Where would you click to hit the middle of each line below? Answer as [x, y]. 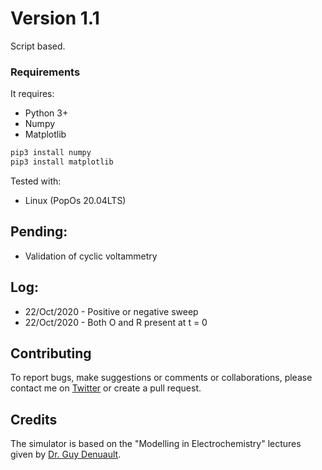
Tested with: [36, 181]
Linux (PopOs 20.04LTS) [75, 200]
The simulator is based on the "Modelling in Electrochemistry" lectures [156, 444]
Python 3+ [46, 113]
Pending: [39, 232]
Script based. [38, 46]
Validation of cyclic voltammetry [91, 256]
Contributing [51, 353]
